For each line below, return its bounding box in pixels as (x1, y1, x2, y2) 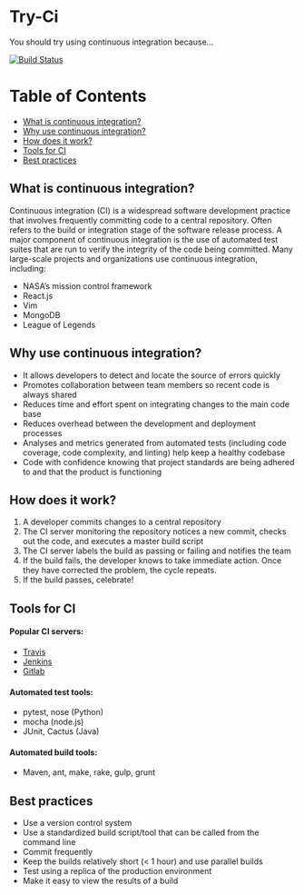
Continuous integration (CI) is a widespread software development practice (9, 204, 291, 215)
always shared (22, 389, 77, 400)
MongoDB (22, 309, 61, 320)
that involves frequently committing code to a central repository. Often (9, 214, 272, 225)
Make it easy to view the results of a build (22, 875, 179, 887)
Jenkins (22, 656, 53, 667)
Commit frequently (22, 847, 93, 858)
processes (22, 427, 63, 438)
